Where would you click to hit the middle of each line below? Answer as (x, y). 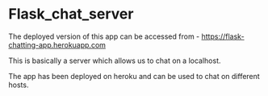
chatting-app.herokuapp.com (57, 44)
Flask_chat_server (71, 14)
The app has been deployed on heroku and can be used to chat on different (134, 76)
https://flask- (223, 36)
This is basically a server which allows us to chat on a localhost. (115, 61)
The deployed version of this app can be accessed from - (104, 36)
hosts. (19, 85)
